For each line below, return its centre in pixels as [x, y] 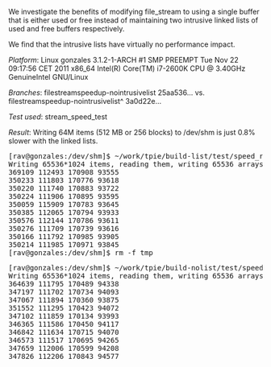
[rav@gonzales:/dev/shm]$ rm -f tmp [81, 253]
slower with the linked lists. [53, 141]
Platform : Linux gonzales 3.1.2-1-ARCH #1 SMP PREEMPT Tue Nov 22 [124, 60]
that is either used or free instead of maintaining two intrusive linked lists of [133, 20]
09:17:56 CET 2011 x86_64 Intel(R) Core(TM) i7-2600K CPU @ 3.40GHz [127, 68]
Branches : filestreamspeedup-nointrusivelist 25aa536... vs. [107, 93]
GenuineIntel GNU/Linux [48, 77]
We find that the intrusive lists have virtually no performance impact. [122, 44]
